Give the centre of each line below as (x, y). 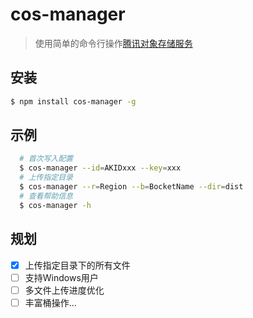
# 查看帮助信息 (46, 196)
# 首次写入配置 (46, 159)
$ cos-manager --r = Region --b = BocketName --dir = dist (131, 187)
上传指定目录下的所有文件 (77, 265)
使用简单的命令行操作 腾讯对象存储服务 (113, 43)
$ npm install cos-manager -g (73, 101)
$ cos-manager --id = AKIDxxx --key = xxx (100, 168)
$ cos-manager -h (55, 205)
